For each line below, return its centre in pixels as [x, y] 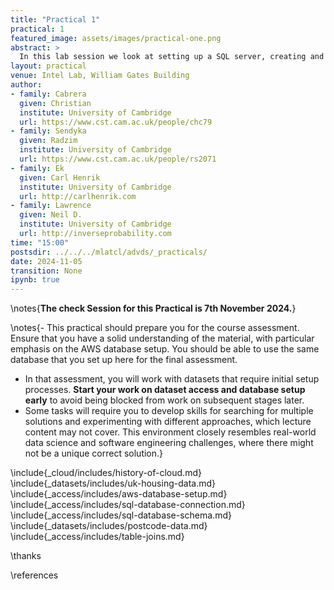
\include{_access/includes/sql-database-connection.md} [128, 505]
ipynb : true [35, 280]
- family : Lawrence [51, 206]
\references [34, 575]
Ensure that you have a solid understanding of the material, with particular [162, 338]
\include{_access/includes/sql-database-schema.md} [121, 515]
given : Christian [55, 103]
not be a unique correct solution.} [94, 453]
